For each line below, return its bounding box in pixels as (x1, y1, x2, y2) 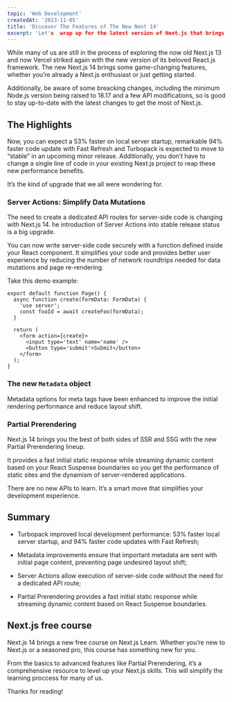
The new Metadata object (7, 379, 91, 389)
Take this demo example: (7, 277, 79, 285)
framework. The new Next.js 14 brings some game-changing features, (7, 63, 208, 71)
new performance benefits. (7, 167, 85, 175)
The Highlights (7, 119, 73, 130)
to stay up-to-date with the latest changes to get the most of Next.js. (7, 98, 203, 107)
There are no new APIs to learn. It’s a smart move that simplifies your (7, 484, 204, 492)
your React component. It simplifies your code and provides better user (7, 249, 211, 257)
